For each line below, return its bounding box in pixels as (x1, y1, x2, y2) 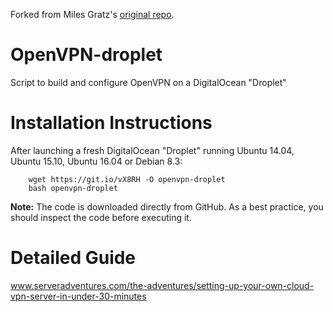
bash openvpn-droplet (28, 183, 118, 193)
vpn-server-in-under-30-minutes (10, 290, 147, 302)
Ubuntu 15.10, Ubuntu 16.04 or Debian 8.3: (10, 155, 183, 167)
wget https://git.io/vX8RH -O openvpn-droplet (28, 174, 226, 184)
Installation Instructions (10, 112, 213, 134)
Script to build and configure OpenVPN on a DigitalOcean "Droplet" (10, 76, 287, 88)
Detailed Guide (10, 247, 137, 269)
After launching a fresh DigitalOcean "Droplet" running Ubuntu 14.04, (10, 144, 295, 156)
